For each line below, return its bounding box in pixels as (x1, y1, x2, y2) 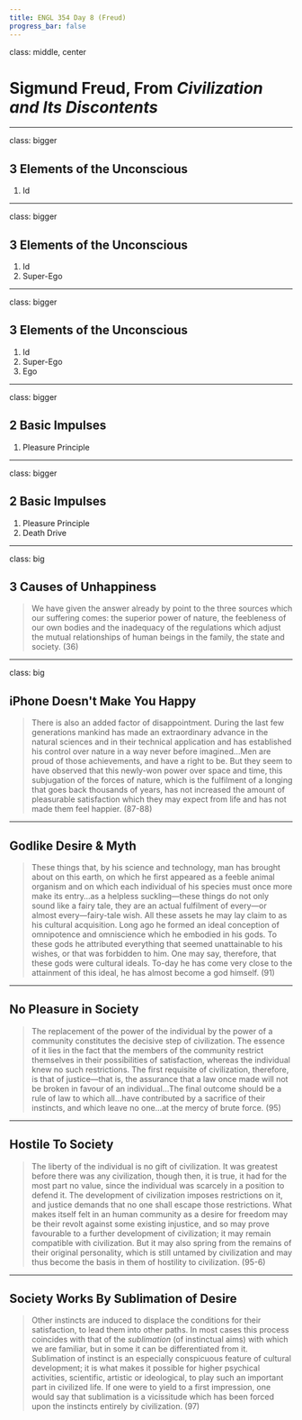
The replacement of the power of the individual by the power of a (31, 1025, 273, 1036)
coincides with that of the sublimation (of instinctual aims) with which (31, 1334, 289, 1345)
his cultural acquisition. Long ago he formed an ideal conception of (31, 919, 280, 930)
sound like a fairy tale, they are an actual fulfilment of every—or (31, 900, 267, 911)
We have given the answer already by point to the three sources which (31, 603, 293, 614)
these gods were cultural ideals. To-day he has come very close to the (31, 957, 293, 969)
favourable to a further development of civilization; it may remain (31, 1227, 271, 1239)
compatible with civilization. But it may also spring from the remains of (31, 1237, 292, 1248)
